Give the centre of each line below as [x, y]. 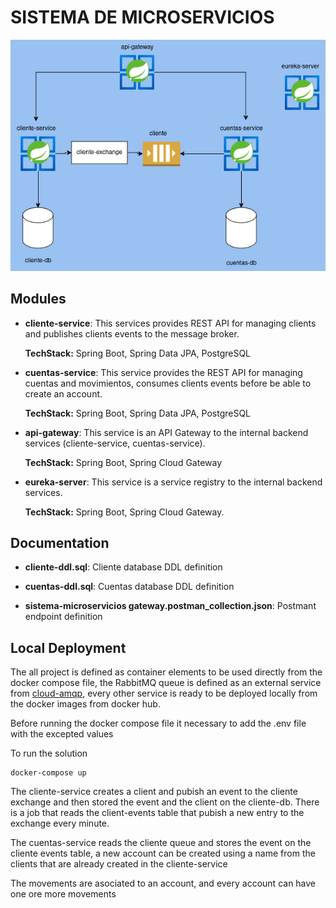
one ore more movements [63, 894]
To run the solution [49, 753]
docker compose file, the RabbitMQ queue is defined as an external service [166, 683]
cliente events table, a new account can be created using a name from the [163, 853]
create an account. [63, 393]
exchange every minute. [60, 823]
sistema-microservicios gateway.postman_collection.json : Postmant [170, 606]
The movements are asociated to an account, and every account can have [163, 883]
